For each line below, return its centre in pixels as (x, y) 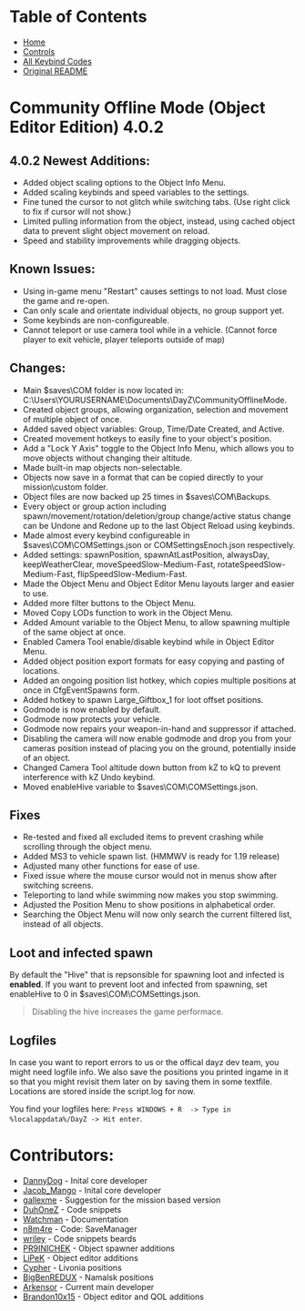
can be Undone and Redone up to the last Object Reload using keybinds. (159, 525)
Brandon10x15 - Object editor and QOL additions (113, 1296)
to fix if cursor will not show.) (77, 211)
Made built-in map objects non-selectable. (102, 467)
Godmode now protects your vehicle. (92, 719)
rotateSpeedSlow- (251, 564)
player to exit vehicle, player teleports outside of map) (124, 340)
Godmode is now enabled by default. (92, 709)
